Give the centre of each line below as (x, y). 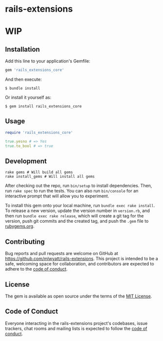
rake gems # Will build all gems (39, 172)
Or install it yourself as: (28, 97)
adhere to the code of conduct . (36, 269)
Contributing (25, 242)
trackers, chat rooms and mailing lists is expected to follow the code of (76, 328)
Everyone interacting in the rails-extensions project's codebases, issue (76, 323)
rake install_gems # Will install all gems (50, 177)
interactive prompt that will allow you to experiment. (57, 196)
